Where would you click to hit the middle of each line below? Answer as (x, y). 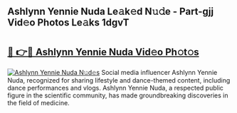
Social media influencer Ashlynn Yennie (159, 72)
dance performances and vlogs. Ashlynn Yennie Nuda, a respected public (116, 88)
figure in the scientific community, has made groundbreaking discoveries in (118, 95)
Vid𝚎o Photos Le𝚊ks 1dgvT (68, 23)
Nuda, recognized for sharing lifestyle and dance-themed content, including (119, 80)
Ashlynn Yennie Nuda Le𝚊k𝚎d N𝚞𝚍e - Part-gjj (111, 12)
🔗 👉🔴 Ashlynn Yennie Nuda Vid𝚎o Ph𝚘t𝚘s (103, 52)
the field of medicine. (38, 103)
